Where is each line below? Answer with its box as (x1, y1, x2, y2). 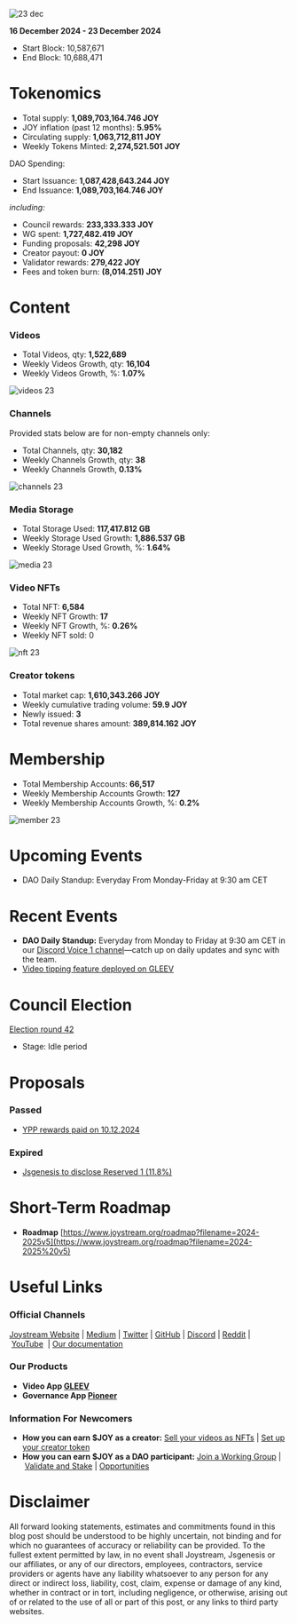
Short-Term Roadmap (9, 1198, 171, 1218)
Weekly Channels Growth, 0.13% (21, 463, 143, 474)
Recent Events (9, 906, 118, 926)
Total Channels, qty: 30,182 (21, 445, 123, 456)
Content (9, 297, 71, 318)
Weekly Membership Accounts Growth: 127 (21, 788, 181, 798)
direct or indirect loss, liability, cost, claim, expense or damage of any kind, (9, 1578, 282, 1588)
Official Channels (9, 1309, 86, 1321)
